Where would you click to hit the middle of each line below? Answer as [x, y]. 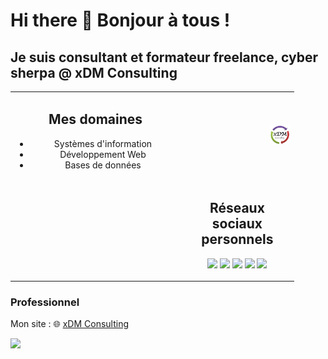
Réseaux [237, 208]
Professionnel [45, 302]
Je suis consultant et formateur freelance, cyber [164, 57]
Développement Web [103, 154]
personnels [237, 239]
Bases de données [103, 165]
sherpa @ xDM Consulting [94, 72]
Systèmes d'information [103, 143]
